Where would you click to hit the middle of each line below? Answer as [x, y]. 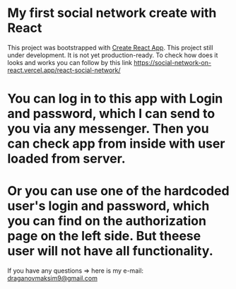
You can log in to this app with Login [115, 99]
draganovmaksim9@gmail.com [52, 278]
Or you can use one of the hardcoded [118, 191]
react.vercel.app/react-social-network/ [64, 70]
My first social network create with [112, 13]
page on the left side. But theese [104, 236]
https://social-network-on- [173, 62]
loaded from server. [66, 159]
